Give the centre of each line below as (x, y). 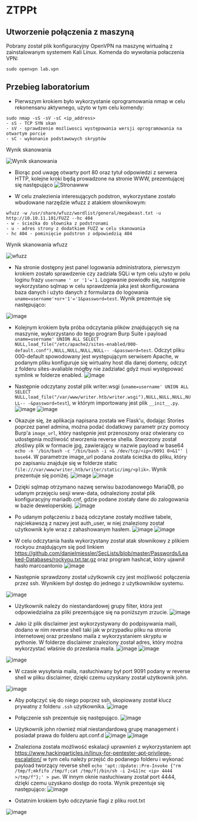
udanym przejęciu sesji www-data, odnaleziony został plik (85, 493)
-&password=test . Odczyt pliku (148, 350)
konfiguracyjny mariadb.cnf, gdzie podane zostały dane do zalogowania (101, 499)
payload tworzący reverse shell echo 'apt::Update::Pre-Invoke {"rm (98, 765)
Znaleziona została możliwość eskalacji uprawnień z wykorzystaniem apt (103, 747)
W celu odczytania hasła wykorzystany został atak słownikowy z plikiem (102, 541)
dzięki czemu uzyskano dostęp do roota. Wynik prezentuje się (90, 783)
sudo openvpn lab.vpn (33, 69)
